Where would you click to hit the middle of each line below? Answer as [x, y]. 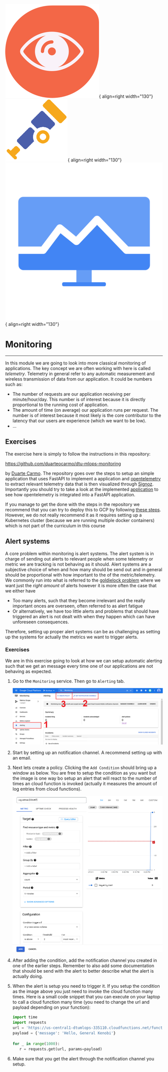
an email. [22, 758]
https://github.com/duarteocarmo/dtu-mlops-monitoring [63, 463]
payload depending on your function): [51, 1007]
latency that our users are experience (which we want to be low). [79, 421]
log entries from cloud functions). [47, 789]
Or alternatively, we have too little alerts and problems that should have [85, 611]
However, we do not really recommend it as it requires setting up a [73, 515]
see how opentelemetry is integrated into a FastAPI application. [70, 494]
